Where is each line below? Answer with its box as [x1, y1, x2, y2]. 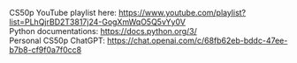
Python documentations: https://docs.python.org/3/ [9, 26, 197, 36]
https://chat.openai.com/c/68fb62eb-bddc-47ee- [107, 35, 288, 45]
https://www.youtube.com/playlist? [118, 8, 247, 17]
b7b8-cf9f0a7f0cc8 [9, 45, 82, 55]
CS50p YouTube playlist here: [9, 8, 118, 17]
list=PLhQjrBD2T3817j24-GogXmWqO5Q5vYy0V [9, 17, 187, 27]
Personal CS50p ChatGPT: [9, 35, 106, 45]
